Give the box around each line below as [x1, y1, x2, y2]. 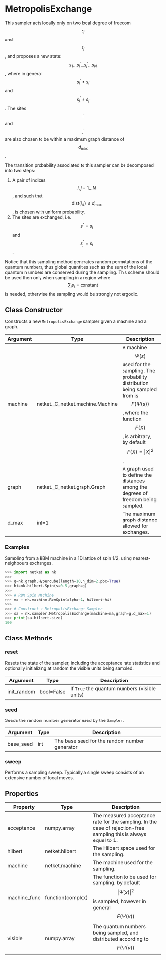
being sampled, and [93, 929, 139, 936]
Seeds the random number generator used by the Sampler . [5, 718, 124, 723]
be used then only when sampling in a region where [5, 275, 111, 280]
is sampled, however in [93, 898, 146, 905]
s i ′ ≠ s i [76, 78, 90, 86]
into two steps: [5, 167, 36, 173]
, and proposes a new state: [5, 53, 62, 59]
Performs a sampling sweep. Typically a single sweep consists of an [5, 769, 144, 776]
